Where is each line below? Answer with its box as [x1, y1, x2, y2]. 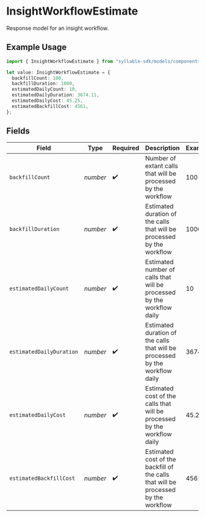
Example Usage [6, 42, 67, 52]
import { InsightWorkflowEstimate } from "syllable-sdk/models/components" [6, 58, 203, 65]
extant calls [145, 162, 178, 170]
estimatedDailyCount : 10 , [12, 87, 78, 93]
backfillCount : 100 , [12, 75, 64, 81]
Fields [6, 126, 31, 137]
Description [145, 144, 180, 152]
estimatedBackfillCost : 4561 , [12, 103, 88, 109]
